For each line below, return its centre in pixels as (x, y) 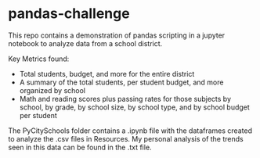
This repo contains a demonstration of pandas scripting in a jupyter (117, 35)
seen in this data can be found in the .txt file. (80, 147)
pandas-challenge (69, 14)
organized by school (52, 90)
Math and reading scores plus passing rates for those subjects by (125, 99)
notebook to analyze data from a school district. (85, 43)
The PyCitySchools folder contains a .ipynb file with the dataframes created (130, 131)
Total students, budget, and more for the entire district (107, 74)
